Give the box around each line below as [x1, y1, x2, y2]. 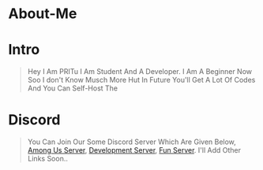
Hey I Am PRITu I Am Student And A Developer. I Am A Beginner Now [27, 67, 253, 76]
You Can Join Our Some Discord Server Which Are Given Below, [27, 137, 237, 146]
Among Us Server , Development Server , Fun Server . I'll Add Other [27, 146, 241, 155]
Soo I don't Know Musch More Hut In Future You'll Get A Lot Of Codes [27, 76, 256, 85]
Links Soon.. [27, 154, 69, 164]
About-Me [8, 5, 77, 23]
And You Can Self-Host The [27, 83, 118, 93]
